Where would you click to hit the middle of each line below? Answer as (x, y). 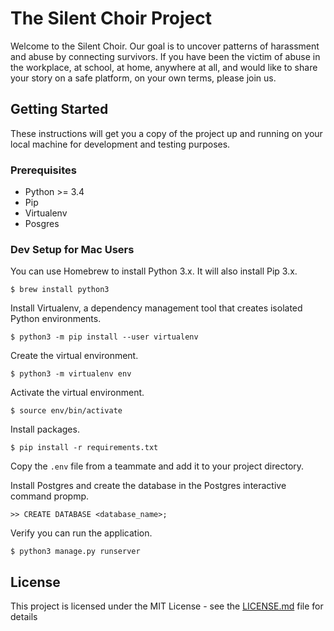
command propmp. (50, 496)
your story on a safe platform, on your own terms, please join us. (143, 78)
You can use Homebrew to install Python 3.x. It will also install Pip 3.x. (154, 271)
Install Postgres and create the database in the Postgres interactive (148, 486)
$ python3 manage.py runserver (75, 552)
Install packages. (45, 429)
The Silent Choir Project (111, 18)
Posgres (42, 224)
